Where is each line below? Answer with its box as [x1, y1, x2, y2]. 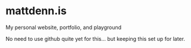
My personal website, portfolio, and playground [5, 24, 122, 31]
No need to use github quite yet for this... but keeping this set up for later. [5, 35, 186, 42]
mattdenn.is [5, 4, 67, 18]
